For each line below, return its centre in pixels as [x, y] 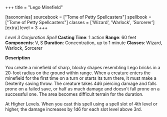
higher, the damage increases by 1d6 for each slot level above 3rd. [74, 109]
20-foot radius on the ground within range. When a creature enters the [78, 73]
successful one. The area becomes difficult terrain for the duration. [74, 94]
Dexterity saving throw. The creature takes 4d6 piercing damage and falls [81, 83]
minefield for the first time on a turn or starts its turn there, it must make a [81, 78]
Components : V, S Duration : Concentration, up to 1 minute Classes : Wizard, [84, 43]
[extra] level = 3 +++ [26, 28]
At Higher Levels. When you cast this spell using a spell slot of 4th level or [81, 104]
